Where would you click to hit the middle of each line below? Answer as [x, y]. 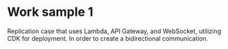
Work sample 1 [50, 12]
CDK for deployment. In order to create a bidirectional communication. [108, 38]
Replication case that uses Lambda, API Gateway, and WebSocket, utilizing [114, 31]
